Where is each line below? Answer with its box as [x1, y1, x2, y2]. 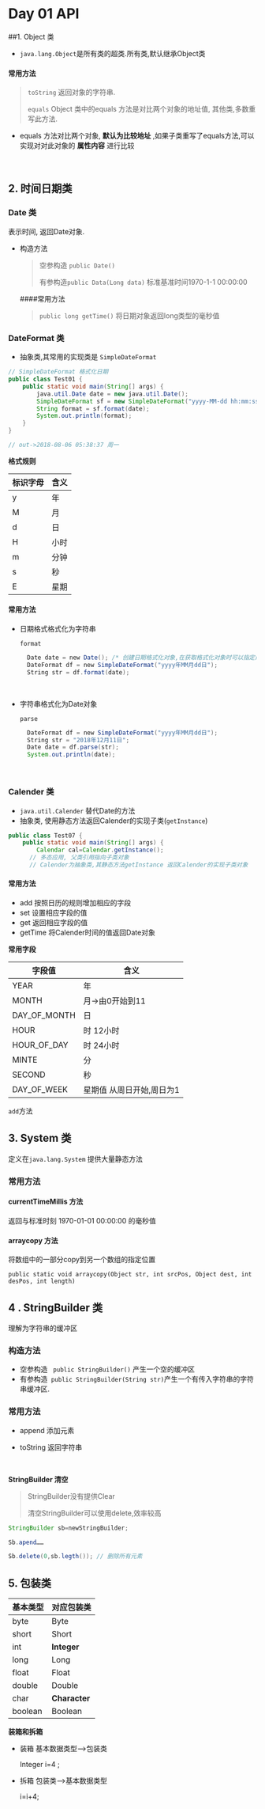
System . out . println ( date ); [27, 751, 116, 759]
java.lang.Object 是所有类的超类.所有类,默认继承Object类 [19, 48, 206, 58]
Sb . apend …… [8, 1538, 44, 1546]
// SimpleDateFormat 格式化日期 [8, 368, 109, 376]
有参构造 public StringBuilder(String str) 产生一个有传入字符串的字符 [19, 1375, 255, 1384]
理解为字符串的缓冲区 [8, 1323, 77, 1333]
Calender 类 [8, 787, 54, 798]
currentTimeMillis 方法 [8, 1197, 84, 1207]
